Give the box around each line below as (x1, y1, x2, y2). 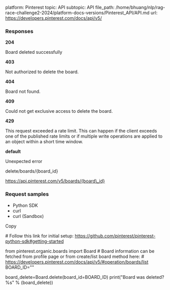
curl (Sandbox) (12, 213, 44, 219)
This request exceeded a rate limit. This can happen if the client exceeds (5, 128, 157, 134)
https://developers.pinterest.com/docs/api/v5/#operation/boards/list (5, 259, 149, 265)
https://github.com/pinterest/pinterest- (75, 233, 156, 239)
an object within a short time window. (5, 139, 83, 145)
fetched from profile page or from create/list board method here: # (5, 253, 145, 260)
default (5, 148, 21, 154)
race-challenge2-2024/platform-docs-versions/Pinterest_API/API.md (5, 10, 150, 16)
